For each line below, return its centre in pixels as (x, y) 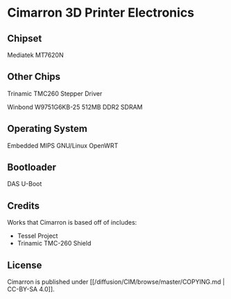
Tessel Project (37, 236)
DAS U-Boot (25, 184)
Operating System (48, 129)
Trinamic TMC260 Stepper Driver (55, 93)
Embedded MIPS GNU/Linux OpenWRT (63, 145)
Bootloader (32, 168)
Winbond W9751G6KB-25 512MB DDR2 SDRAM (75, 107)
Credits (24, 206)
